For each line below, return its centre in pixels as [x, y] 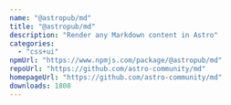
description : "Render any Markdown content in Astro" [114, 35]
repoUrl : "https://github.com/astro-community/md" [108, 69]
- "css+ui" [38, 52]
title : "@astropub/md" [52, 26]
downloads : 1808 [40, 86]
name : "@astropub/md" [51, 18]
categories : [32, 43]
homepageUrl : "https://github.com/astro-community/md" [116, 78]
